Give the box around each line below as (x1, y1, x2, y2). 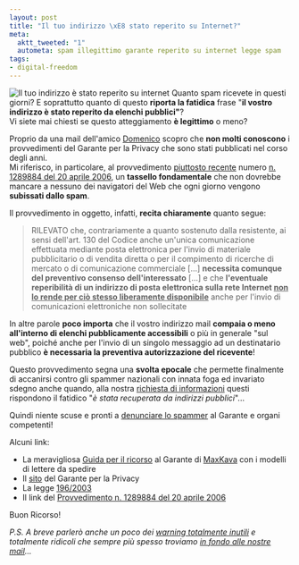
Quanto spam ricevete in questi (170, 87, 287, 98)
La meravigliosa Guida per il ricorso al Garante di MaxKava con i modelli (21, 453, 287, 465)
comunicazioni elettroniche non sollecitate (30, 300, 187, 311)
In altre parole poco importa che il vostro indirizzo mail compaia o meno (9, 318, 276, 329)
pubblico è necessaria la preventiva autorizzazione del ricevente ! (9, 346, 256, 358)
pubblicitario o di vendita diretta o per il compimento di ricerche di (30, 253, 274, 264)
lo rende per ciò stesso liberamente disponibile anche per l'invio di (30, 291, 281, 302)
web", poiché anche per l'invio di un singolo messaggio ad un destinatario (9, 337, 281, 348)
